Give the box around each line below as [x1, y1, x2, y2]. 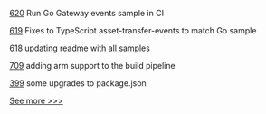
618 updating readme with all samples [9, 43, 151, 53]
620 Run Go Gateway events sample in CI [9, 8, 165, 18]
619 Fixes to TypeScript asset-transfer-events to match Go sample [9, 25, 257, 35]
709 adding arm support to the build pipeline [9, 61, 176, 71]
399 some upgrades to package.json [9, 78, 147, 89]
